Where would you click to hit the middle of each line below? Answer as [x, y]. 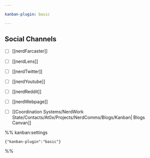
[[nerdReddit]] [27, 92]
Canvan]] [22, 123]
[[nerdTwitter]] [27, 71]
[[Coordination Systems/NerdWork [48, 112]
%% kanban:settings [26, 132]
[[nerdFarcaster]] [30, 51]
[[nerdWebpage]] [30, 102]
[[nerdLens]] [25, 61]
